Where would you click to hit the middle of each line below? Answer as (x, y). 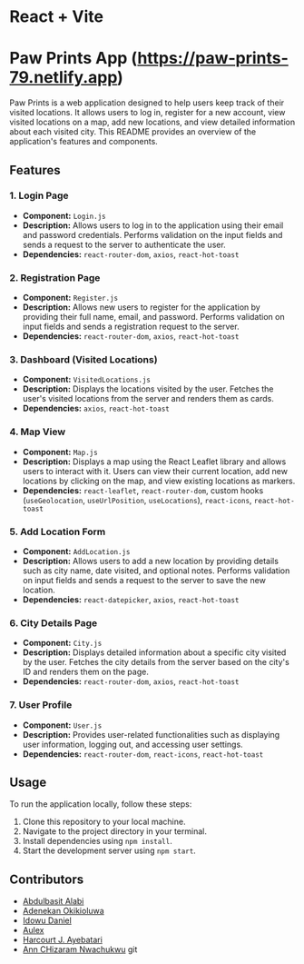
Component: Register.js (70, 298)
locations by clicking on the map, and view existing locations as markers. (159, 481)
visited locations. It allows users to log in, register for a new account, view (147, 113)
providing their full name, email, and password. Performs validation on (153, 317)
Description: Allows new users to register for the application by (141, 307)
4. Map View (38, 432)
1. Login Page (39, 195)
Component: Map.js (60, 452)
